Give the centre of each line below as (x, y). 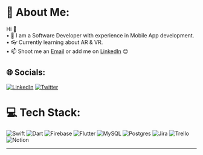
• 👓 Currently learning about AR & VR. (55, 42)
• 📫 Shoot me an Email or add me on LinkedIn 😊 (67, 51)
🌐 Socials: (26, 73)
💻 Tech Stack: (43, 112)
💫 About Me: (38, 12)
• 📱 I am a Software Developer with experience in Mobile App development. (100, 35)
